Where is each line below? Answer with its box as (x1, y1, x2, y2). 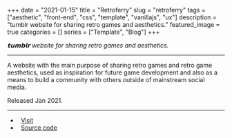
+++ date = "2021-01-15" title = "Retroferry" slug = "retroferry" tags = (7, 6, 206, 14)
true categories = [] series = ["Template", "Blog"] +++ (7, 28, 160, 36)
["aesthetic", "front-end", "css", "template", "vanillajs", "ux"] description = (7, 13, 217, 21)
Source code (20, 124, 57, 132)
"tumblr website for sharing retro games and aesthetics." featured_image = (7, 21, 220, 28)
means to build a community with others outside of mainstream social (7, 76, 205, 83)
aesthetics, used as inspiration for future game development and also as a (7, 68, 218, 77)
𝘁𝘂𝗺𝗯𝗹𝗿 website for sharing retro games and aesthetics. (7, 41, 169, 49)
